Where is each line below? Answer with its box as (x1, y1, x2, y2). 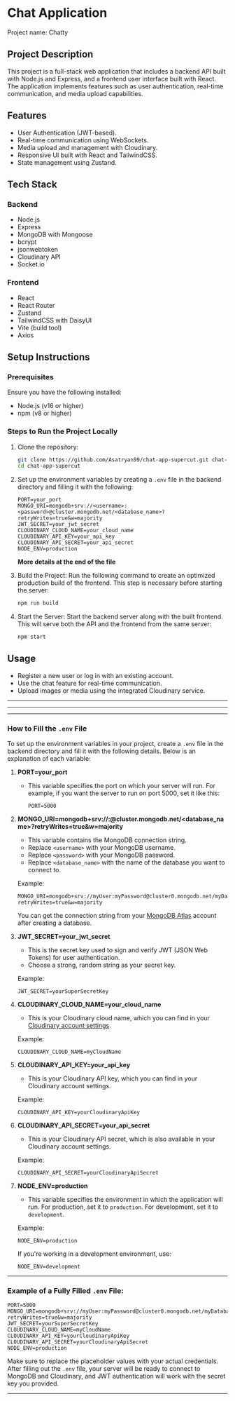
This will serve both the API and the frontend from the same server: (17, 620, 212, 628)
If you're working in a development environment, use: (17, 1250, 171, 1258)
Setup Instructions (7, 351, 90, 363)
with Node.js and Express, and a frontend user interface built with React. (7, 74, 217, 83)
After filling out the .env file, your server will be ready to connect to (7, 1365, 201, 1373)
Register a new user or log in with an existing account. (17, 671, 174, 679)
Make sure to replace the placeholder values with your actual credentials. (7, 1357, 219, 1365)
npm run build (17, 600, 59, 607)
